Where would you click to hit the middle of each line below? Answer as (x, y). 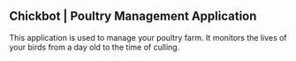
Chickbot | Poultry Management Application (133, 16)
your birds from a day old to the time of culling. (95, 47)
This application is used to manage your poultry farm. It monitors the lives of (148, 37)
